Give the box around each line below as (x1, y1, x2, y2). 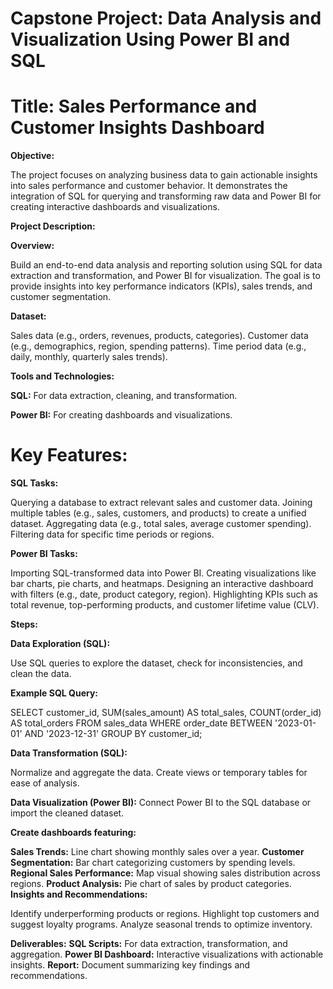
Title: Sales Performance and (10, 95, 258, 118)
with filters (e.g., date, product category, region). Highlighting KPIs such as (10, 588, 318, 601)
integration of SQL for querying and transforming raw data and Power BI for (10, 190, 322, 202)
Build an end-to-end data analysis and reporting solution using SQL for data (10, 259, 323, 271)
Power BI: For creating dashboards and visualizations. (10, 409, 233, 421)
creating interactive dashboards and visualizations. (10, 201, 220, 213)
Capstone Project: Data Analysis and (10, 7, 322, 30)
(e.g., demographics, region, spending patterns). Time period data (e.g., (10, 340, 307, 352)
